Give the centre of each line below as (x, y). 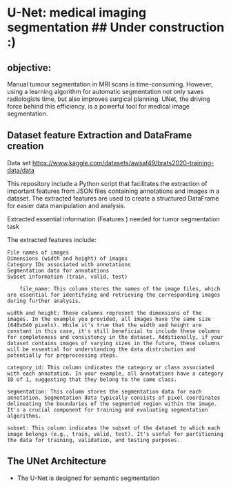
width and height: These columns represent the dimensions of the (104, 313)
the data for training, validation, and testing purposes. (94, 440)
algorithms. (24, 416)
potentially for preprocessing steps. (63, 355)
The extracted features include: (52, 239)
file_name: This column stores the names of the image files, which (120, 288)
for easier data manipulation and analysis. (67, 205)
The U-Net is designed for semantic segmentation (88, 478)
